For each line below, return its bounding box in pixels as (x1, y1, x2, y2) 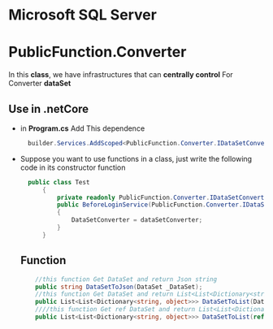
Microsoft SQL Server (8, 6, 157, 24)
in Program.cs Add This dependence (19, 123, 145, 133)
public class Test (28, 178, 90, 186)
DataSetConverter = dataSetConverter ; (71, 216, 203, 224)
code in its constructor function (19, 162, 126, 172)
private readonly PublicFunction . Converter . (56, 193, 210, 201)
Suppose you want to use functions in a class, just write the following (19, 154, 253, 163)
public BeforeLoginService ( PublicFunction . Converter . (56, 201, 243, 209)
